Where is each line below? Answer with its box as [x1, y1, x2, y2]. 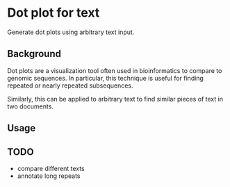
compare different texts [17, 164, 85, 172]
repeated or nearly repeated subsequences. [7, 81, 133, 90]
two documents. [7, 102, 54, 111]
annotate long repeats [17, 172, 81, 180]
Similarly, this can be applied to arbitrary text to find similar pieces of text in [7, 95, 224, 103]
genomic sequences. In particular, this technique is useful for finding [7, 74, 204, 82]
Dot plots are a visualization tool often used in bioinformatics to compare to [7, 66, 222, 74]
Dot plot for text [7, 5, 100, 21]
